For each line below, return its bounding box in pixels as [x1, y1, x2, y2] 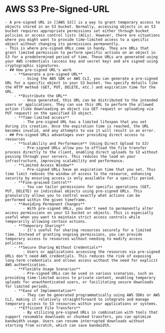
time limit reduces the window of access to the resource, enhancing [5, 171, 152, 176]
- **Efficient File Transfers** [14, 305, 81, 310]
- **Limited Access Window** [14, 162, 74, 168]
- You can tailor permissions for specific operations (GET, [23, 184, 152, 189]
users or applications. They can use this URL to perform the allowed [5, 102, 154, 107]
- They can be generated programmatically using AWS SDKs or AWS [23, 292, 161, 297]
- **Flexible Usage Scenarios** [14, 266, 81, 272]
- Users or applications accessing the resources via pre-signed [23, 249, 161, 254]
